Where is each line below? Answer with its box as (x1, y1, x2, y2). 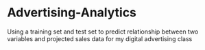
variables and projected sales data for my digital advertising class (7, 34, 193, 42)
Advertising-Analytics (7, 5, 137, 21)
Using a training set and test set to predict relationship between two (7, 27, 199, 36)
